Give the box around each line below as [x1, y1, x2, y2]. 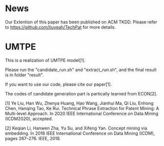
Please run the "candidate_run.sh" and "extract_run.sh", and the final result [5, 67, 157, 73]
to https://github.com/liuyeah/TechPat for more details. [5, 24, 116, 30]
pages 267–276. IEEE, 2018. [5, 135, 61, 141]
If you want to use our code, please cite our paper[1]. [5, 81, 112, 87]
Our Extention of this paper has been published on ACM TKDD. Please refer [5, 19, 158, 25]
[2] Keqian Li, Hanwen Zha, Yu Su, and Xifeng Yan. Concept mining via [5, 125, 147, 131]
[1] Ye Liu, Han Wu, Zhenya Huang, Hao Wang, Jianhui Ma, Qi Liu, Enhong [5, 100, 154, 106]
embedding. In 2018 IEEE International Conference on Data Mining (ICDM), [5, 130, 155, 136]
